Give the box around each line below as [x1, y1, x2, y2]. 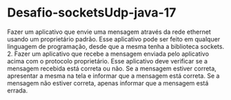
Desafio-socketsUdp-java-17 [7, 5, 177, 21]
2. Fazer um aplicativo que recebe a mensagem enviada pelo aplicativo [7, 50, 209, 58]
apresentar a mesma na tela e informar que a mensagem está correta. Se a [7, 71, 220, 80]
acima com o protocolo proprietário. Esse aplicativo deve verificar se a [7, 57, 208, 65]
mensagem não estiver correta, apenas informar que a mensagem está [7, 79, 209, 87]
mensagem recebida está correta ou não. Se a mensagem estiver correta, [7, 64, 217, 72]
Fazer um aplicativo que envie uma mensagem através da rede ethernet [7, 28, 212, 36]
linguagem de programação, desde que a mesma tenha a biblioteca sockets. [7, 42, 225, 50]
